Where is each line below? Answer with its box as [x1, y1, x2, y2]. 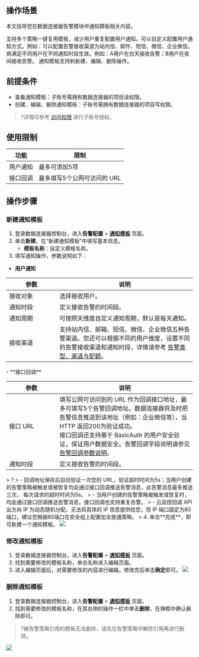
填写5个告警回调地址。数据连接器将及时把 [71, 404, 188, 412]
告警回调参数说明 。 [59, 449, 114, 457]
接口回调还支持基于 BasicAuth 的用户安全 [59, 431, 174, 439]
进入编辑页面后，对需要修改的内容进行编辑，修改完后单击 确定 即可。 [14, 566, 181, 574]
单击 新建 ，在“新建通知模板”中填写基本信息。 [14, 237, 124, 245]
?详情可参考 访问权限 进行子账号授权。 [20, 113, 115, 120]
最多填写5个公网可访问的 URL [38, 174, 121, 182]
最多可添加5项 [38, 163, 79, 171]
